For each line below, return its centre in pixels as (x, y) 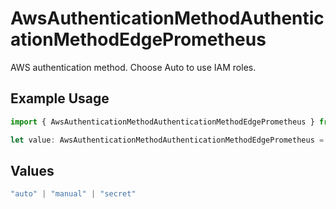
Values (32, 170)
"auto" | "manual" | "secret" (73, 194)
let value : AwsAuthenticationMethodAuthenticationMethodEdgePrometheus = (167, 140)
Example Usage (60, 98)
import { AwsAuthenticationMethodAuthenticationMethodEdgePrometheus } (162, 122)
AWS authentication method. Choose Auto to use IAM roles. (133, 67)
